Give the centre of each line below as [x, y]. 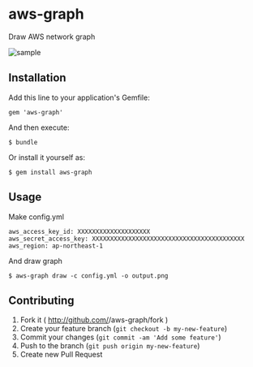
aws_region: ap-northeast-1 [56, 246]
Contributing [41, 300]
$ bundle [23, 142]
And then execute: [39, 127]
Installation [37, 78]
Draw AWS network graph [52, 37]
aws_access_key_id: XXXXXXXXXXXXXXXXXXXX [79, 231]
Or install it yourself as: [47, 157]
